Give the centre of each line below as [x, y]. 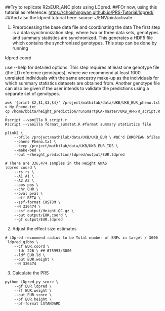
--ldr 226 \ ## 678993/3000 [43, 251]
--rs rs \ [24, 172]
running [20, 48]
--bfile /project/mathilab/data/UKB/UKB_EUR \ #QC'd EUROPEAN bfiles [87, 137]
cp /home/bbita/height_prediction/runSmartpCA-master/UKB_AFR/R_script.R [83, 111]
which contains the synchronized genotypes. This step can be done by [84, 43]
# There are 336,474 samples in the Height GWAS [56, 163]
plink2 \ [14, 133]
